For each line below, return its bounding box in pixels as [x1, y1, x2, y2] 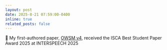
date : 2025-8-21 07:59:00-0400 [5, 12, 70, 17]
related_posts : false [5, 21, 50, 26]
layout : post [5, 7, 32, 12]
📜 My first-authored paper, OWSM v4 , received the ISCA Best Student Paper [5, 35, 162, 41]
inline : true [5, 16, 32, 21]
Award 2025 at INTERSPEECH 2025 [5, 40, 79, 46]
